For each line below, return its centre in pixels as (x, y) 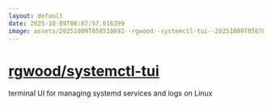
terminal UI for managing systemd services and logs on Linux (110, 93)
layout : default (36, 16)
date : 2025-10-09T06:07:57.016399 (67, 23)
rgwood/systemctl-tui (84, 71)
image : (19, 31)
